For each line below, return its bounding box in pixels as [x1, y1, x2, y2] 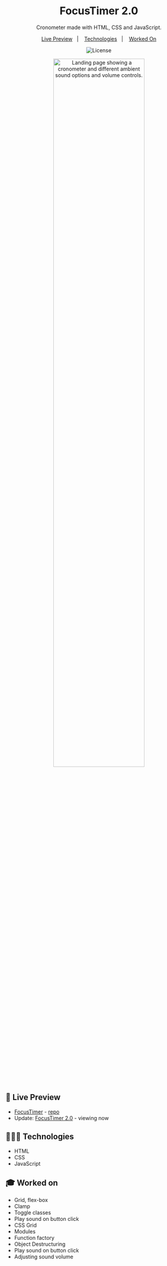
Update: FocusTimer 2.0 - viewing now [14, 1114, 109, 1121]
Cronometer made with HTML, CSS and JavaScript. [36, 24, 162, 31]
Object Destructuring [14, 1241, 66, 1248]
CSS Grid [14, 1222, 37, 1229]
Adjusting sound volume [14, 1253, 73, 1261]
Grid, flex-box [14, 1197, 49, 1204]
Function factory [14, 1235, 54, 1242]
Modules [14, 1228, 36, 1235]
